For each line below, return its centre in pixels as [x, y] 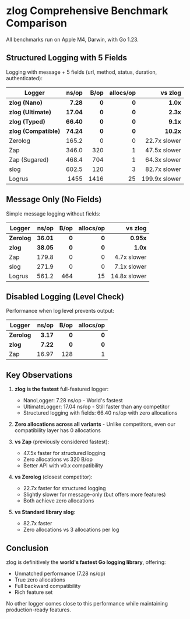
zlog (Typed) [27, 121]
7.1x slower [131, 266]
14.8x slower [129, 276]
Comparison [37, 23]
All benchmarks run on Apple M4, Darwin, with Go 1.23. [72, 39]
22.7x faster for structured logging [64, 488]
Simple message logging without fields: [53, 213]
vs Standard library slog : [45, 512]
